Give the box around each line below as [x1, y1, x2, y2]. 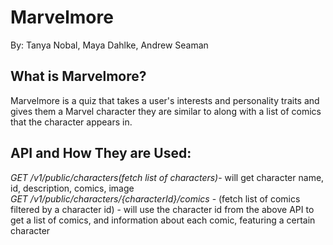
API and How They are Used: [10, 145, 192, 162]
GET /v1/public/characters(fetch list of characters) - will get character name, [10, 171, 325, 183]
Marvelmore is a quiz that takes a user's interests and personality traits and [10, 94, 320, 106]
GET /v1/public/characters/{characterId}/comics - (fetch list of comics [10, 192, 301, 205]
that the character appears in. [10, 116, 133, 128]
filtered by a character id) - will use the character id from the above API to [10, 203, 315, 215]
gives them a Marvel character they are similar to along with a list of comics [10, 105, 322, 117]
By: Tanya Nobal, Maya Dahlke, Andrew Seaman [10, 39, 209, 51]
